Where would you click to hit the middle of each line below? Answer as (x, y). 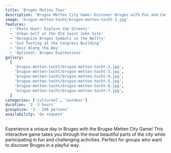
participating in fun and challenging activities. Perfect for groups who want (84, 139)
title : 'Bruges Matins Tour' (36, 10)
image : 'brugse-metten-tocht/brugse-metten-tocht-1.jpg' (67, 19)
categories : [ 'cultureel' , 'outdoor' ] (46, 100)
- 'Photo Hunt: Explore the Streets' (50, 29)
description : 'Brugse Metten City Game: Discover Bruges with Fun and (82, 15)
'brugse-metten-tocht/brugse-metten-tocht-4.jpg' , (69, 76)
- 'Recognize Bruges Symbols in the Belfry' (58, 39)
